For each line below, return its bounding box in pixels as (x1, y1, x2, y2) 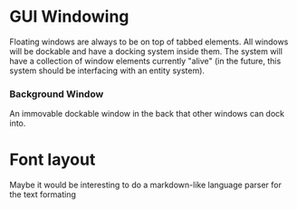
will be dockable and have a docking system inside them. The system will (9, 45, 283, 56)
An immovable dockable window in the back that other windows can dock (9, 109, 285, 119)
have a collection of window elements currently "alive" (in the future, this (9, 55, 282, 66)
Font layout (9, 149, 96, 170)
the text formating (9, 189, 77, 200)
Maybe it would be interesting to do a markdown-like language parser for (9, 179, 283, 191)
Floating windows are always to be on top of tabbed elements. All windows (9, 36, 289, 47)
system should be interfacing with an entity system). (9, 65, 206, 76)
